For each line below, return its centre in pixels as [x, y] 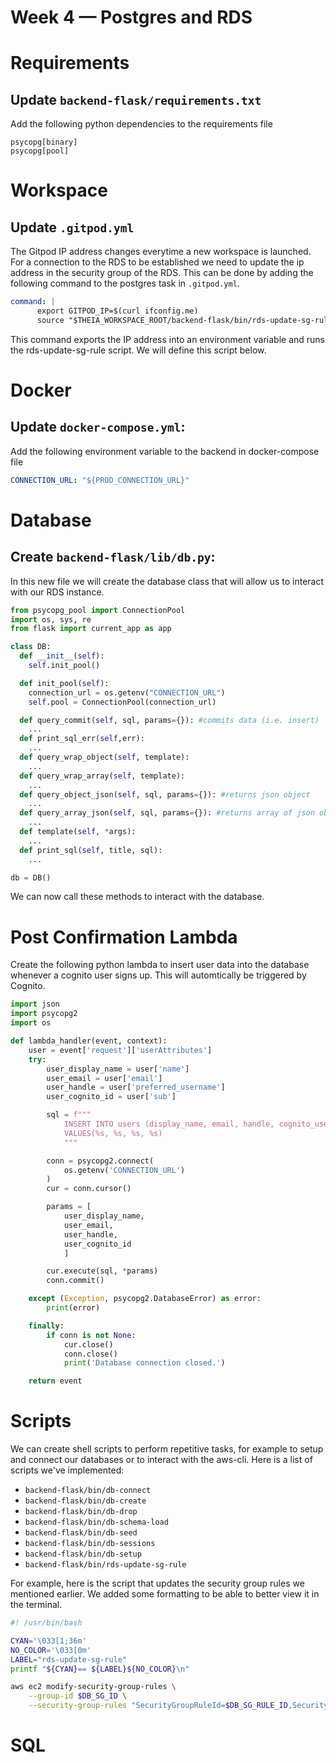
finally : [46, 1326]
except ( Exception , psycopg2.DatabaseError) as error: [145, 1299]
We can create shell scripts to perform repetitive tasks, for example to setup [167, 1449]
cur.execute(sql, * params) [102, 1271]
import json [35, 1004]
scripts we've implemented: [67, 1470]
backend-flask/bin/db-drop [81, 1512]
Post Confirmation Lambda [124, 937]
